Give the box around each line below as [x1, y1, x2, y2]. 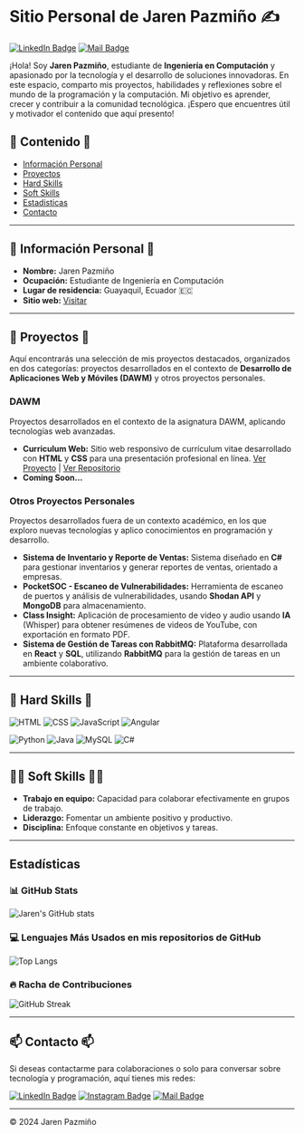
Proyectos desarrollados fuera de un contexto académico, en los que [9, 514, 267, 525]
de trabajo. [22, 802, 63, 813]
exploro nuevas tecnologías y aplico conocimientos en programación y [9, 524, 273, 535]
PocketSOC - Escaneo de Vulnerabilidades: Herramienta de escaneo [22, 581, 283, 591]
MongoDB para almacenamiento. [22, 600, 147, 610]
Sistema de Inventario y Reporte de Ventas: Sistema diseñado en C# [22, 552, 282, 562]
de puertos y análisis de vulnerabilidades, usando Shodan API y [22, 590, 261, 601]
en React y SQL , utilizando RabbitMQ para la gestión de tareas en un [22, 648, 280, 658]
